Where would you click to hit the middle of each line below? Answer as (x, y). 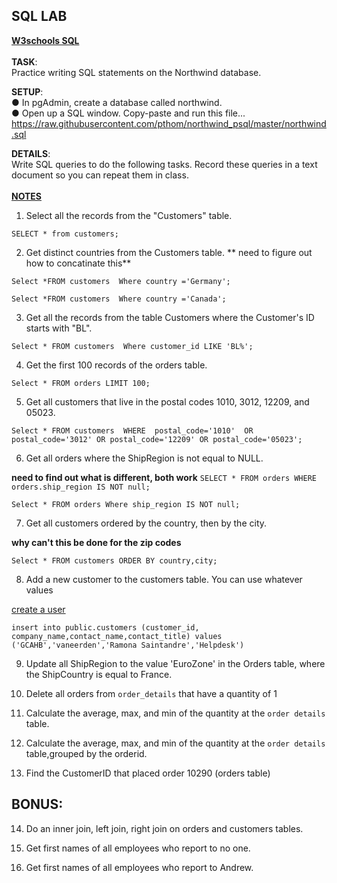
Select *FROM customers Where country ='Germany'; (121, 281)
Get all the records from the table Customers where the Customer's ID (170, 317)
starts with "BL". (59, 328)
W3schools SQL (45, 40)
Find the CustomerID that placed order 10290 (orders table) (148, 773)
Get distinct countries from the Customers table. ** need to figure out (169, 252)
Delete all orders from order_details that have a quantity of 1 (151, 693)
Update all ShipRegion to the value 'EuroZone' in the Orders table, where (175, 663)
